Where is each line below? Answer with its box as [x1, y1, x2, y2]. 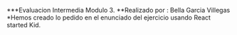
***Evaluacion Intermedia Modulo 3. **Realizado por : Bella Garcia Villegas [6, 6, 231, 14]
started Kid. [6, 21, 41, 29]
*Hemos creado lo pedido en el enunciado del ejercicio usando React [6, 13, 211, 22]
